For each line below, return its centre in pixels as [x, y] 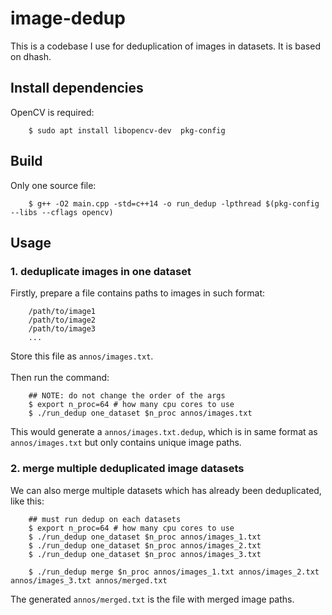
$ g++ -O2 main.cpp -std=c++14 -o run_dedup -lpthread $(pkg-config [174, 203]
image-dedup [68, 18]
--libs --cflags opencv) [62, 212]
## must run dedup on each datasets [105, 519]
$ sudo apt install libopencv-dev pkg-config [127, 130]
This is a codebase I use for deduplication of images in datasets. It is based [165, 46]
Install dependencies [77, 88]
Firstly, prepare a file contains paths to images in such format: [138, 293]
